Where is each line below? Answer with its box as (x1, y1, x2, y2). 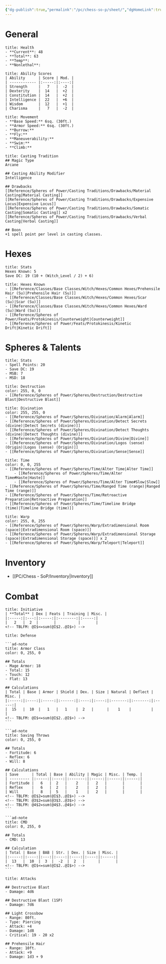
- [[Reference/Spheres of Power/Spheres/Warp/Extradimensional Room (5, 523, 149, 528)
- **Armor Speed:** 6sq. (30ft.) (5, 123, 74, 128)
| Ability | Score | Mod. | (5, 75, 74, 80)
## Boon (5, 227, 21, 232)
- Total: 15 (5, 668, 30, 673)
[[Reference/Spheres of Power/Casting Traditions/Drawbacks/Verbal (5, 214, 147, 219)
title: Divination (5, 406, 43, 411)
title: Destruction (5, 384, 45, 389)
